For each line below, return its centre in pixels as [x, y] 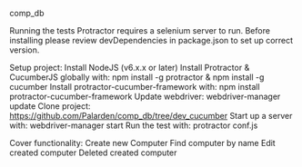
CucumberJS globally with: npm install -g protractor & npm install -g [137, 77]
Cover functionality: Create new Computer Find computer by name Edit [142, 143]
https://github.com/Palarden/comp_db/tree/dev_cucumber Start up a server [151, 116]
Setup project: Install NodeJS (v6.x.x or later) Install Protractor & [130, 68]
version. [25, 50]
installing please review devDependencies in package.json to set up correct [151, 40]
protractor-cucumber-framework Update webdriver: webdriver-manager [145, 96]
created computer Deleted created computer [93, 152]
